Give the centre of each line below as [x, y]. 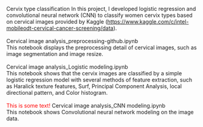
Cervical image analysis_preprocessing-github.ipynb [72, 41]
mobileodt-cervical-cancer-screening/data [60, 28]
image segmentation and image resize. [55, 54]
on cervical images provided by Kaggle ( [57, 22]
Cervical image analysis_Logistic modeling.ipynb [67, 67]
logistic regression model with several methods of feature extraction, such [99, 80]
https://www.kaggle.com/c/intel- [148, 22]
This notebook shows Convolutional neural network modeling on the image [100, 112]
